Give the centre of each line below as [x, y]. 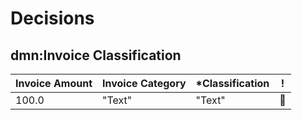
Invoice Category [144, 83]
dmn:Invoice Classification [96, 55]
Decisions [52, 18]
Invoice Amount [54, 83]
